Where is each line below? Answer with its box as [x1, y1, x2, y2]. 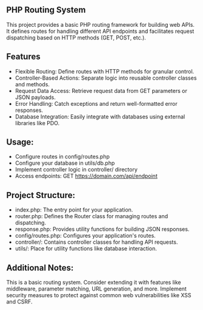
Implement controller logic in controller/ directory [15, 166, 138, 173]
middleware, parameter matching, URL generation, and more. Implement [6, 285, 187, 292]
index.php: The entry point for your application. [15, 206, 133, 213]
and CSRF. [6, 298, 33, 306]
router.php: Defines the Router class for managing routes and [15, 213, 168, 220]
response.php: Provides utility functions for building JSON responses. [15, 226, 190, 233]
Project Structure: [6, 190, 76, 200]
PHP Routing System [6, 5, 86, 15]
